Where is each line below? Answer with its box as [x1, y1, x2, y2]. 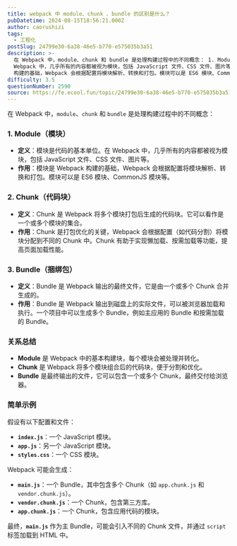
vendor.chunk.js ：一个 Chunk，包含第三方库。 [17, 498, 154, 506]
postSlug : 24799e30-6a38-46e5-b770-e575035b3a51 [7, 43, 153, 50]
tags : [7, 30, 23, 37]
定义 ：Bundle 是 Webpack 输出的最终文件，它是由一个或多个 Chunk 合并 [17, 282, 229, 291]
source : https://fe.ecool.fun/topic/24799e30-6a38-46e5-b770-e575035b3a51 [7, 89, 232, 96]
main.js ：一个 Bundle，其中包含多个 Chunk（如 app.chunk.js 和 [17, 480, 205, 489]
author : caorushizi [7, 23, 65, 30]
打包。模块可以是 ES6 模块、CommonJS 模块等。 [30, 173, 174, 181]
